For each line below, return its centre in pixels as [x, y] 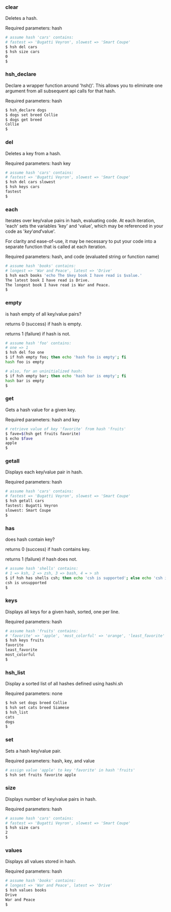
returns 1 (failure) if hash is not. [38, 333]
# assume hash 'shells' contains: [42, 568]
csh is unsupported [26, 583]
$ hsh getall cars [25, 501]
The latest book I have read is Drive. [48, 280]
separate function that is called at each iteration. [56, 247]
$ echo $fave [19, 438]
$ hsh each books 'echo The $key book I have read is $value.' [74, 275]
